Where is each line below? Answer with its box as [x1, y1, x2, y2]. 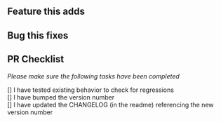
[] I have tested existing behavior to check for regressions [7, 86, 174, 94]
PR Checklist [7, 53, 65, 65]
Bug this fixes [7, 29, 69, 41]
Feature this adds [7, 6, 86, 18]
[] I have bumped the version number [7, 93, 115, 101]
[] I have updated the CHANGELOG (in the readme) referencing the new [7, 100, 214, 109]
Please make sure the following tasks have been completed [7, 72, 180, 80]
